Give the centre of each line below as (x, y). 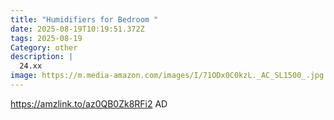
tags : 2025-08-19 (46, 38)
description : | (42, 57)
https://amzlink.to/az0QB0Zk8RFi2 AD (89, 103)
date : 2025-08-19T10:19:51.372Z (77, 29)
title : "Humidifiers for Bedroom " (84, 19)
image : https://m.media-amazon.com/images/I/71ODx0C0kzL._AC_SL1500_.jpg (167, 76)
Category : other (44, 47)
